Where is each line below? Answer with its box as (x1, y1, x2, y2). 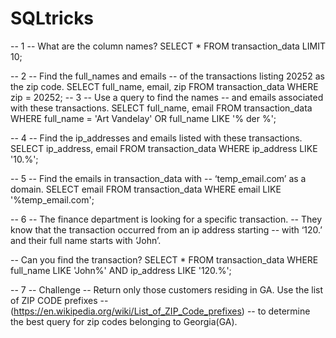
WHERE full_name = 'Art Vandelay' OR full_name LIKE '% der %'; (10, 112, 277, 124)
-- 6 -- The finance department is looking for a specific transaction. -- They (10, 213, 323, 225)
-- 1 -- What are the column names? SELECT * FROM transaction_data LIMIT (10, 40, 326, 52)
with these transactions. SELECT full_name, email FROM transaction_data (10, 102, 313, 114)
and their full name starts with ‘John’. (10, 234, 162, 246)
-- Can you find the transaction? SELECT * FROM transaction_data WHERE (10, 253, 319, 266)
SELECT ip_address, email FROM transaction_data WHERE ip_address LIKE (10, 142, 318, 154)
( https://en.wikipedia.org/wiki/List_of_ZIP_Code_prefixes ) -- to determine (10, 305, 311, 317)
